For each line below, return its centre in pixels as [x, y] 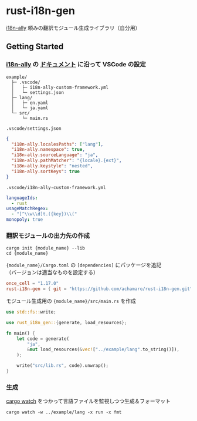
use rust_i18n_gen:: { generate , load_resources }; [67, 322]
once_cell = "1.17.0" [33, 284]
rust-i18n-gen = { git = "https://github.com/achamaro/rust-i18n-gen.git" [99, 289]
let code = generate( [43, 339]
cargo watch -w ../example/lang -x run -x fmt [64, 412]
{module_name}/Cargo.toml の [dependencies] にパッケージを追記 [84, 265]
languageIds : [22, 198]
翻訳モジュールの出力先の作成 [48, 235]
